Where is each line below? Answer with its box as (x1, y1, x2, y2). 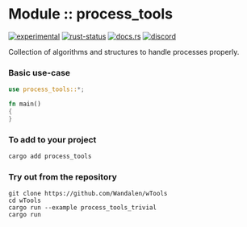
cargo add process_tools (8, 152, 92, 161)
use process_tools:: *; (8, 85, 85, 93)
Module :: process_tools (8, 5, 174, 23)
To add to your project (8, 134, 97, 145)
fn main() (8, 100, 42, 109)
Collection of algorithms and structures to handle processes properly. (8, 47, 240, 56)
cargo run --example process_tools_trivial (8, 204, 157, 212)
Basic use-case (8, 67, 71, 78)
